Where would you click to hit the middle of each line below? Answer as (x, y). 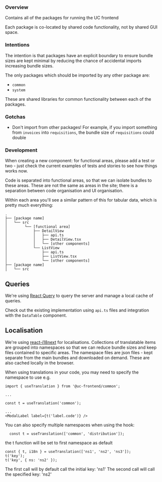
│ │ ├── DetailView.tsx (43, 240)
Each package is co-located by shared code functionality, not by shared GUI (81, 27)
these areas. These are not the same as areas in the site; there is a (72, 186)
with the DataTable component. (36, 315)
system (19, 90)
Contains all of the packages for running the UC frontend (62, 18)
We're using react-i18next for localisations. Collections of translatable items (81, 342)
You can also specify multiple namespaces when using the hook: (70, 425)
